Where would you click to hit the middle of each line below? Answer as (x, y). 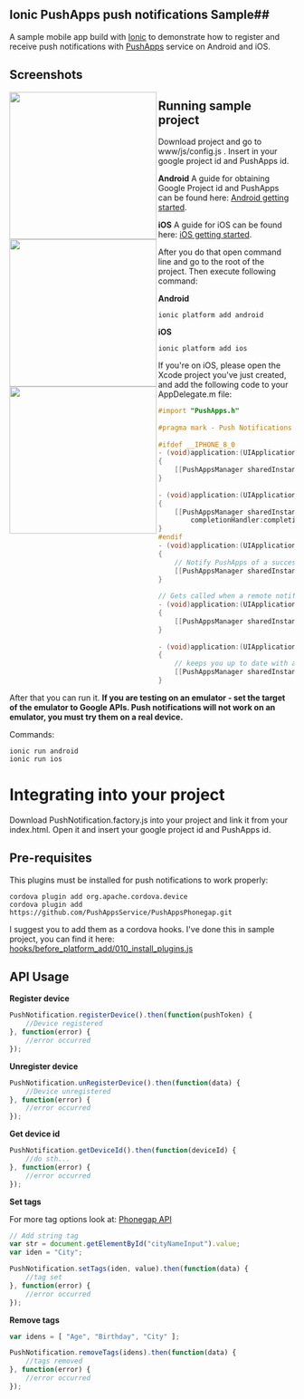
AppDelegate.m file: (195, 394)
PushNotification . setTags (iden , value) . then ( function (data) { (129, 1269)
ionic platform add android (211, 315)
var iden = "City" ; (46, 1253)
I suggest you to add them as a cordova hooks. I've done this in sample (142, 929)
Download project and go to (210, 142)
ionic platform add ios (203, 349)
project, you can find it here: (62, 939)
